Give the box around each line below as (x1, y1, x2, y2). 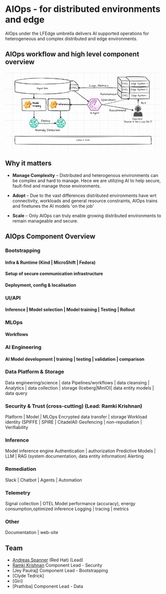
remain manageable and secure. (12, 218, 78, 224)
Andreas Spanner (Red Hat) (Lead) (12, 557, 83, 563)
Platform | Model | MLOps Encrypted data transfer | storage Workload (5, 414, 148, 420)
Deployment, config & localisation (5, 282, 76, 288)
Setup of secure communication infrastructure (5, 271, 103, 277)
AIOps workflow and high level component (5, 50, 140, 59)
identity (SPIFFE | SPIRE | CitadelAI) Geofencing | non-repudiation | (5, 419, 142, 425)
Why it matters (5, 159, 52, 168)
